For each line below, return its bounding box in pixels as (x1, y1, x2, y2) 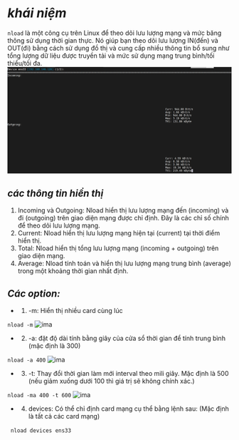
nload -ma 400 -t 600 (7, 392, 72, 399)
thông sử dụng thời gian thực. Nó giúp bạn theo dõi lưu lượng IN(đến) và (7, 36, 218, 44)
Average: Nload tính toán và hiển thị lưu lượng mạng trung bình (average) (17, 259, 231, 268)
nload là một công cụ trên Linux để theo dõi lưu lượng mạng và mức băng (7, 29, 222, 37)
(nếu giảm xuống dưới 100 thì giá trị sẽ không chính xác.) (28, 377, 195, 386)
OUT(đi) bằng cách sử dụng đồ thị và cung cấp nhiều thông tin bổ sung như (7, 44, 230, 52)
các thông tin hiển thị (7, 188, 104, 200)
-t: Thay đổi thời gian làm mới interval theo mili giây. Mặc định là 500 (28, 369, 229, 378)
